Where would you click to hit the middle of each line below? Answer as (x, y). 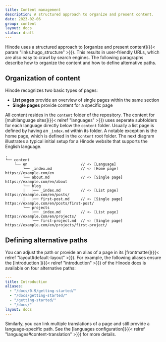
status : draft (20, 33)
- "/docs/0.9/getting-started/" (43, 291)
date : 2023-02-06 (23, 19)
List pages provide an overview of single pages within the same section (86, 100)
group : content (21, 24)
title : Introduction (27, 282)
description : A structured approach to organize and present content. (80, 14)
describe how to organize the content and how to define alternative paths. (81, 63)
